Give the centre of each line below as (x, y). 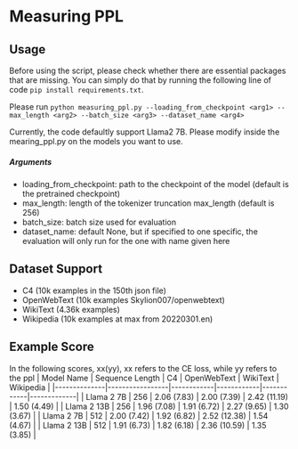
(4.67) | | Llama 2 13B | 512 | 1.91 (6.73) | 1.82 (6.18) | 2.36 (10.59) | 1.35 (138, 425)
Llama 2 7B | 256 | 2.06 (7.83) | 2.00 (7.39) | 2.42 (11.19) (187, 396)
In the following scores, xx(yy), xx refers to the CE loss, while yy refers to (143, 368)
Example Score (52, 347)
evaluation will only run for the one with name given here (126, 241)
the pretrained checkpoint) (71, 193)
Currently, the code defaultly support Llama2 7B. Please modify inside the (145, 132)
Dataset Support (56, 269)
